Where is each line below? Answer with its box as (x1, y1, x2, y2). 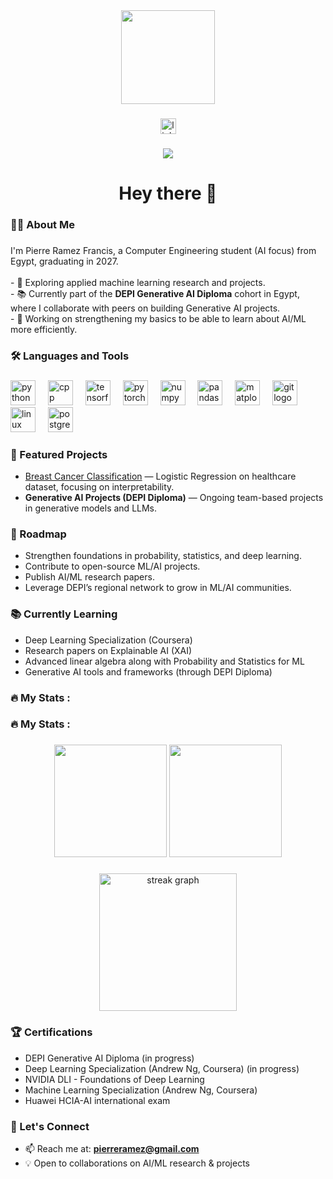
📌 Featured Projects (10, 447, 108, 461)
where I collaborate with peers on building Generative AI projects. (10, 302, 281, 314)
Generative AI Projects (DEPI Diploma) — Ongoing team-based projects (24, 492, 324, 504)
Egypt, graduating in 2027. (10, 255, 119, 267)
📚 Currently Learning (10, 607, 118, 621)
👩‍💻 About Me (10, 217, 75, 231)
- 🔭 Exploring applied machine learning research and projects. (10, 276, 266, 288)
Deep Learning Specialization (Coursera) (24, 634, 193, 646)
